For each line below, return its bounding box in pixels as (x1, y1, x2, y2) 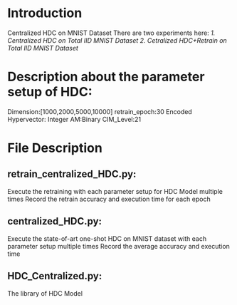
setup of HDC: (7, 84, 93, 100)
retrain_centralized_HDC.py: (7, 168, 137, 180)
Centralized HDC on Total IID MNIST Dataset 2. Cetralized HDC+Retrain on (7, 36, 228, 44)
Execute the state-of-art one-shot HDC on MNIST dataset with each (7, 234, 207, 243)
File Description (7, 140, 103, 156)
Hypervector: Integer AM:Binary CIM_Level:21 (7, 115, 142, 123)
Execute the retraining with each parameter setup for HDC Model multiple (7, 187, 223, 195)
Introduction (7, 5, 83, 21)
